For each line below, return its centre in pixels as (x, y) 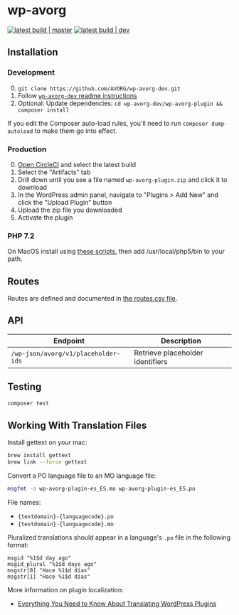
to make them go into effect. (76, 131)
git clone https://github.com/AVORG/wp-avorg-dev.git (99, 89)
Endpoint (69, 341)
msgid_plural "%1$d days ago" (52, 564)
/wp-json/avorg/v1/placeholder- (66, 353)
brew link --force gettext (47, 462)
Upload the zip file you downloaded (70, 210)
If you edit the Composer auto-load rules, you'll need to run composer (108, 123)
